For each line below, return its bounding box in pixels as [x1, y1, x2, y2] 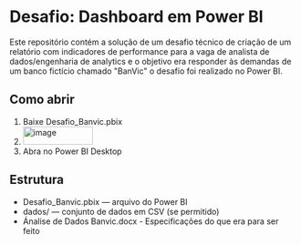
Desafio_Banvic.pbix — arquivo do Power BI [22, 196, 189, 207]
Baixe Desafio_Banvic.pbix [22, 116, 123, 127]
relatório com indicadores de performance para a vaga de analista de [9, 46, 270, 56]
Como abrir [9, 92, 75, 107]
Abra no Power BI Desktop [22, 146, 122, 157]
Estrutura [9, 172, 65, 188]
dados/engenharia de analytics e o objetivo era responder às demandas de [9, 56, 292, 66]
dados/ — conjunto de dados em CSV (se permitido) [22, 206, 220, 217]
